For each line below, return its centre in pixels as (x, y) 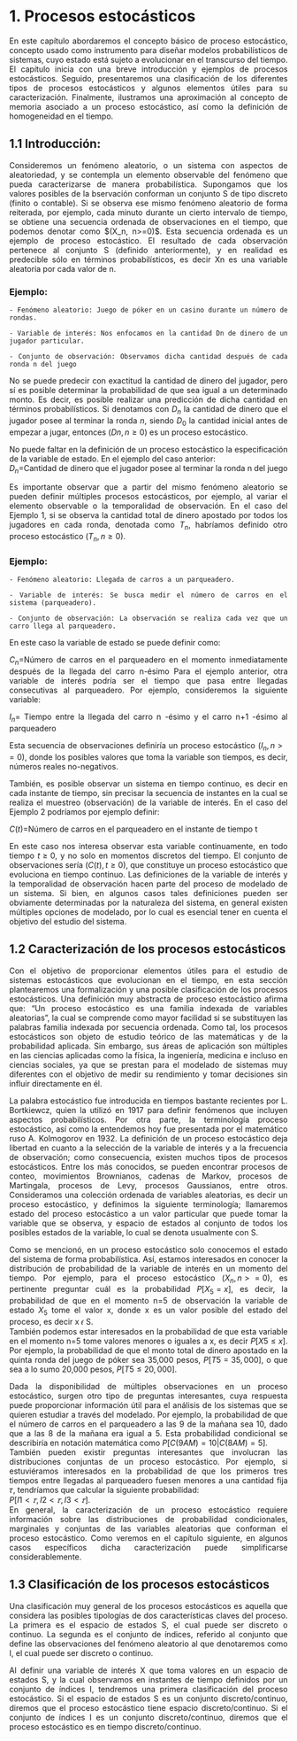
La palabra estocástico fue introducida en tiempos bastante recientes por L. (148, 1101)
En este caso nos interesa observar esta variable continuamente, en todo (148, 846)
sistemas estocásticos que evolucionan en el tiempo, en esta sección (148, 979)
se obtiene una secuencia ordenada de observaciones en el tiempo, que (148, 221)
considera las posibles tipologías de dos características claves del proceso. (148, 1615)
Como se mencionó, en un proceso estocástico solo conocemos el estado (148, 1250)
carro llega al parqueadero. (63, 626)
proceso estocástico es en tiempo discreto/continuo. (105, 1726)
